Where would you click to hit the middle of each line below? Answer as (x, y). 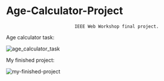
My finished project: (30, 60)
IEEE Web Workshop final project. (117, 26)
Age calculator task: (30, 37)
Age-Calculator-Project (65, 11)
